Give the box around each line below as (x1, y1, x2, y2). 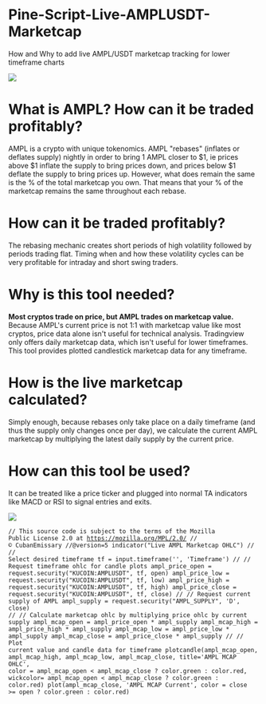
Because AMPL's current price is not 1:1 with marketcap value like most (8, 320, 241, 330)
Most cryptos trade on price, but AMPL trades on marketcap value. (8, 311, 234, 321)
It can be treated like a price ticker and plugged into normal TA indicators (8, 488, 248, 498)
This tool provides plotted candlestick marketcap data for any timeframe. (8, 346, 248, 355)
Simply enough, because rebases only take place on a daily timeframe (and (8, 417, 256, 426)
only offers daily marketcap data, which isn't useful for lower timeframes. (8, 337, 248, 346)
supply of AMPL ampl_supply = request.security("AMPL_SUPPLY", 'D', (8, 597, 241, 605)
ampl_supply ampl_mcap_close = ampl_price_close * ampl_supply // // (8, 632, 244, 640)
